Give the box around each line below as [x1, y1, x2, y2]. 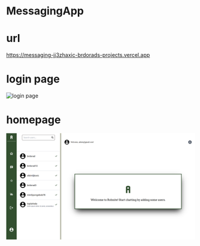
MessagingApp [6, 4, 84, 18]
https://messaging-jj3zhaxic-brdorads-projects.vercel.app [6, 51, 150, 59]
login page [6, 72, 60, 86]
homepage [6, 113, 61, 127]
